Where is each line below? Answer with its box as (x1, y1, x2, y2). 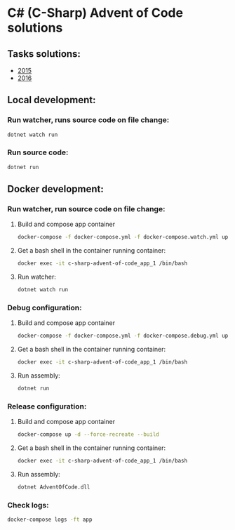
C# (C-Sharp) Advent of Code (7, 5, 184, 21)
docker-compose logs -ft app (7, 516, 93, 524)
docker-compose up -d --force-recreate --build (17, 431, 160, 438)
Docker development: (7, 183, 104, 195)
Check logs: (7, 500, 49, 510)
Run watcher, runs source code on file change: (7, 115, 170, 125)
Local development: (7, 94, 96, 106)
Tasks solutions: (7, 48, 81, 60)
